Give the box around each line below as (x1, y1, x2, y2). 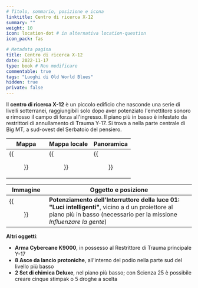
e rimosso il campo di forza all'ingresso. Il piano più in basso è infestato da (6, 113, 187, 120)
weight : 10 (6, 25, 33, 31)
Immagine (11, 186, 41, 194)
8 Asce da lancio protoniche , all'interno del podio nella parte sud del (14, 257, 183, 263)
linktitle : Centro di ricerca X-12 (6, 14, 94, 20)
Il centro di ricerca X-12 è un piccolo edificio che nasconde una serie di (6, 101, 181, 108)
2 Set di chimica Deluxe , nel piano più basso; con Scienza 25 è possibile (14, 269, 192, 276)
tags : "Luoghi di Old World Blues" (6, 74, 94, 80)
